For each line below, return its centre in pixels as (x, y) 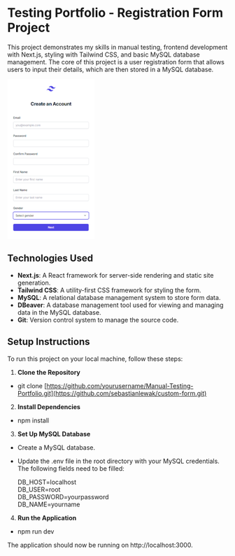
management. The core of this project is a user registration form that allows (116, 62)
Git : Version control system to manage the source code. (98, 320)
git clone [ (32, 385)
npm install (33, 420)
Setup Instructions (49, 342)
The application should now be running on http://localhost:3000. (100, 545)
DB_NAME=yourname (49, 504)
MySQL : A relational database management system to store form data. (119, 297)
